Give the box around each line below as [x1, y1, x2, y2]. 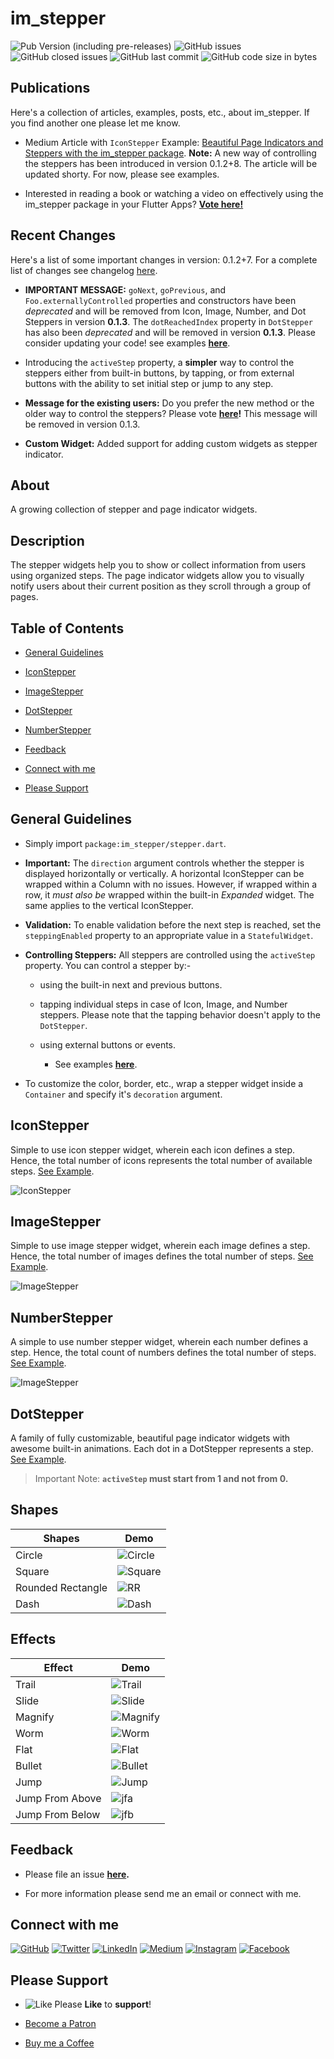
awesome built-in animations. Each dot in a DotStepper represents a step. [10, 1443, 314, 1455]
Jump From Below [15, 1807, 101, 1821]
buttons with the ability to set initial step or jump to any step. [24, 377, 274, 389]
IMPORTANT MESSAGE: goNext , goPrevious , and [24, 283, 227, 296]
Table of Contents [10, 620, 125, 637]
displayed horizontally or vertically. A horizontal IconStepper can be [24, 867, 305, 879]
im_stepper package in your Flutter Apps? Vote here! [24, 198, 244, 210]
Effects [10, 1631, 57, 1648]
